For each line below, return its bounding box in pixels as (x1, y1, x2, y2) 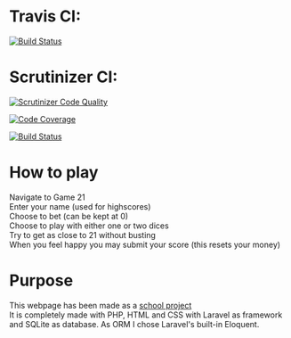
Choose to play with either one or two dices (9, 220, 169, 231)
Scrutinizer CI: (9, 67, 118, 87)
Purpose (9, 270, 74, 291)
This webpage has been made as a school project (9, 300, 192, 310)
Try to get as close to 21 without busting (9, 229, 156, 240)
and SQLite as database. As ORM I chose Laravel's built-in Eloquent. (9, 318, 260, 329)
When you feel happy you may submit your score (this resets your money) (9, 239, 281, 250)
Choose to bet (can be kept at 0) (9, 210, 129, 221)
